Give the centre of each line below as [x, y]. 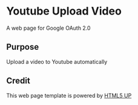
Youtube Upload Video [64, 11]
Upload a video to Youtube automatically [57, 61]
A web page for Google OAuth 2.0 [48, 28]
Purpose [23, 47]
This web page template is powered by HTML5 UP [69, 95]
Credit [18, 81]
